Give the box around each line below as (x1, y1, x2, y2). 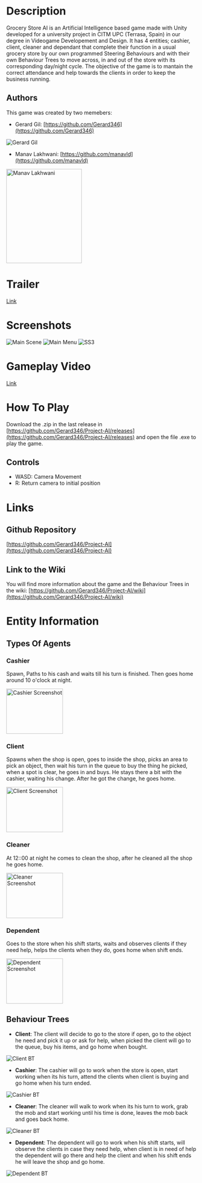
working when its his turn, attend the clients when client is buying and (14, 1073, 189, 1080)
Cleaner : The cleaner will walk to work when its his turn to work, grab (14, 1102, 188, 1110)
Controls (6, 457, 40, 467)
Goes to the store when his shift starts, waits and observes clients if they (6, 939, 187, 947)
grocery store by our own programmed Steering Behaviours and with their (6, 49, 190, 57)
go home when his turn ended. (14, 1079, 92, 1087)
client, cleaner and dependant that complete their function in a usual (6, 43, 176, 51)
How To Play (6, 400, 69, 414)
